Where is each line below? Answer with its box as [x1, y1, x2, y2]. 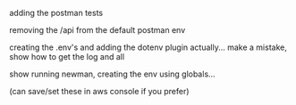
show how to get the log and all [9, 52, 125, 61]
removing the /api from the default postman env [9, 25, 186, 35]
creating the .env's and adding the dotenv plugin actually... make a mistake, [9, 42, 288, 52]
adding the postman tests [9, 8, 104, 18]
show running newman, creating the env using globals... [9, 69, 216, 79]
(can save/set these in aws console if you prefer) [9, 86, 190, 96]
